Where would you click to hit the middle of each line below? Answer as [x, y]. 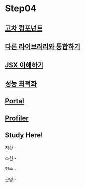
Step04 [21, 9]
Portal [15, 101]
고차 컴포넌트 [24, 28]
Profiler [17, 118]
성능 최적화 [21, 84]
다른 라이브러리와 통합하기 [42, 47]
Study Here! [24, 135]
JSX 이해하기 [24, 65]
